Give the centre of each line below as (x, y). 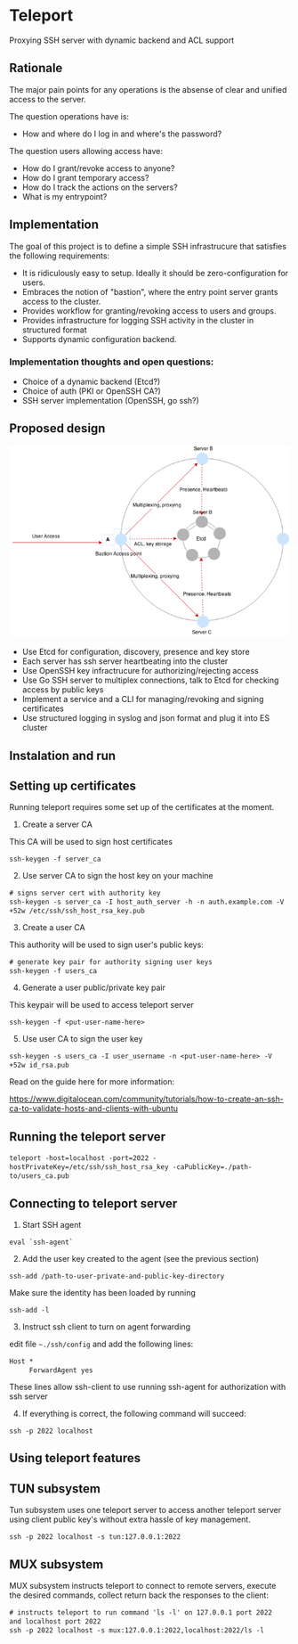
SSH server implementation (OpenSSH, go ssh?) (111, 400)
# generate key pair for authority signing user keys (111, 962)
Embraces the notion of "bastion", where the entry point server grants (150, 291)
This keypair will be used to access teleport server (101, 1005)
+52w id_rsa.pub (39, 1066)
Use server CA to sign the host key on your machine (117, 876)
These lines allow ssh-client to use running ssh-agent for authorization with (148, 1386)
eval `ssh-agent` (41, 1242)
